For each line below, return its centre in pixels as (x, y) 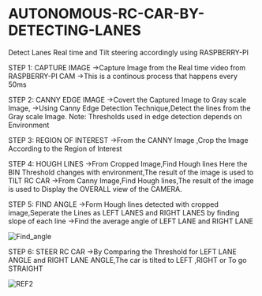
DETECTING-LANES (75, 30)
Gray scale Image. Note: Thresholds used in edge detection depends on (125, 116)
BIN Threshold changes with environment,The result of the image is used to (131, 172)
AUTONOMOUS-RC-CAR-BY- (107, 14)
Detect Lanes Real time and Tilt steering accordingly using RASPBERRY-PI (129, 52)
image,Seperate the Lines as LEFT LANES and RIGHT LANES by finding (124, 212)
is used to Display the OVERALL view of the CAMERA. (95, 189)
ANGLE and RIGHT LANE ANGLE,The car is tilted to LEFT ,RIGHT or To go (127, 260)
